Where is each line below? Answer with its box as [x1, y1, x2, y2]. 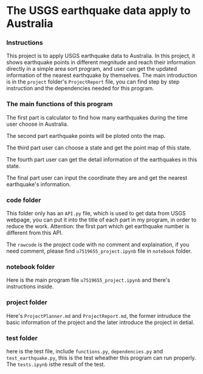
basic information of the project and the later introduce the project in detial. [6, 318, 194, 326]
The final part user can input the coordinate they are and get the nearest [6, 174, 187, 181]
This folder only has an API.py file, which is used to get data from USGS [6, 210, 186, 217]
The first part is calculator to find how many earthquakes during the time [6, 113, 188, 121]
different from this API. [6, 229, 63, 237]
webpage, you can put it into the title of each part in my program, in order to [6, 216, 197, 223]
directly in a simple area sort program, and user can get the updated [6, 65, 177, 73]
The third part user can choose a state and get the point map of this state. [6, 144, 191, 151]
